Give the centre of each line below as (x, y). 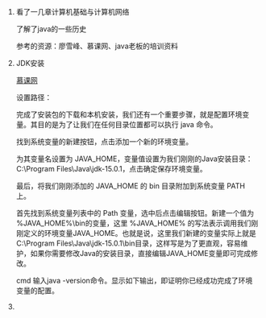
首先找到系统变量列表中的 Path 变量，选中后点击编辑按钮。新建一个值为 (135, 213)
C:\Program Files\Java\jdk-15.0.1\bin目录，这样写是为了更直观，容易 (129, 243)
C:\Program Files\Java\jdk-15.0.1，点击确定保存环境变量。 (111, 169)
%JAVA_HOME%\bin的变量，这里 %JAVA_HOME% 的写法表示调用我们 (133, 223)
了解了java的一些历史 (51, 29)
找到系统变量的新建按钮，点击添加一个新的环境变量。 (104, 142)
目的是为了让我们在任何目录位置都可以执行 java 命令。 (127, 124)
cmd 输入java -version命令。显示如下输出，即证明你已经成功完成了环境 (134, 281)
